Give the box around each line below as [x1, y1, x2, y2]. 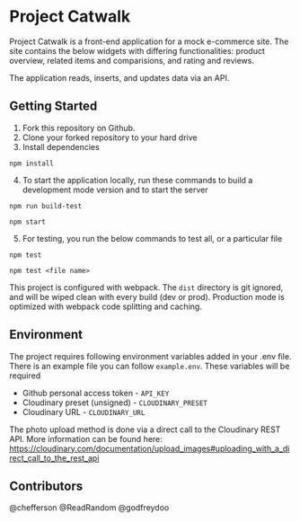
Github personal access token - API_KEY [22, 387, 170, 398]
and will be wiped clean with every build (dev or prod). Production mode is [9, 291, 285, 302]
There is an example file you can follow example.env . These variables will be [9, 360, 290, 371]
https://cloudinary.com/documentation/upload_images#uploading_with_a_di [9, 443, 290, 454]
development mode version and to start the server [22, 184, 208, 195]
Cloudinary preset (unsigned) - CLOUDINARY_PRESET [22, 397, 208, 408]
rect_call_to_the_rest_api [9, 452, 100, 464]
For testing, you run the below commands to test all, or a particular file [22, 233, 283, 243]
